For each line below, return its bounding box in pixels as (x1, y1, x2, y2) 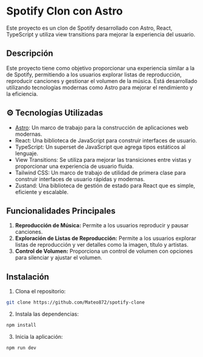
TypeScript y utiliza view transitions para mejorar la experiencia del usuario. (6, 30, 196, 38)
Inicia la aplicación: (15, 333, 63, 340)
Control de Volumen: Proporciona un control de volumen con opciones (15, 247, 193, 255)
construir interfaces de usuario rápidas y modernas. (15, 175, 145, 182)
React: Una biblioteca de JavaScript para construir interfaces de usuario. (15, 136, 198, 144)
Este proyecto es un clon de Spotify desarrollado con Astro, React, (6, 24, 173, 32)
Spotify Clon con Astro (6, 4, 123, 18)
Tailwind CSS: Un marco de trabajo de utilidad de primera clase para (15, 168, 186, 176)
